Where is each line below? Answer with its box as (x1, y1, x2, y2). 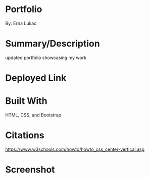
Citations (5, 130, 44, 141)
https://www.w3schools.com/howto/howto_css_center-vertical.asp (5, 146, 145, 152)
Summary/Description (5, 38, 100, 49)
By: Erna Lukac (5, 20, 37, 26)
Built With (5, 95, 47, 107)
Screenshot (5, 164, 55, 175)
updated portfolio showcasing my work (5, 54, 87, 61)
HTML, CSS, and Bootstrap (5, 112, 62, 118)
